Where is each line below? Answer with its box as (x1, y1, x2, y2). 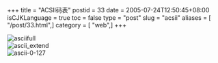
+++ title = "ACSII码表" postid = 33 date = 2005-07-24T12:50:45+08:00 (7, 6, 210, 14)
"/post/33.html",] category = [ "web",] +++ (7, 21, 127, 29)
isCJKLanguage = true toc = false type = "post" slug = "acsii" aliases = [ (7, 14, 211, 22)
